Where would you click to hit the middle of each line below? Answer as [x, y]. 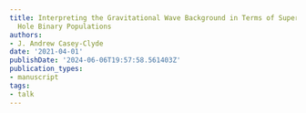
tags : [20, 86]
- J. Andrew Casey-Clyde [56, 43]
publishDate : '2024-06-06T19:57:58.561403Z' [95, 60]
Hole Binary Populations [65, 26]
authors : [26, 35]
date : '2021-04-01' [46, 52]
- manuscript [34, 77]
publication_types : [46, 69]
